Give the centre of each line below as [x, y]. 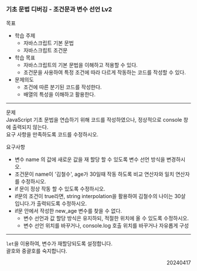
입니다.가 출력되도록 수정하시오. [51, 203]
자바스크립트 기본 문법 [49, 43]
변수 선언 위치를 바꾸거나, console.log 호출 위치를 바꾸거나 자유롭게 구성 [106, 226]
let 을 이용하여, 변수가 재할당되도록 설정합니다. [60, 244]
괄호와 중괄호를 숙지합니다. [37, 251]
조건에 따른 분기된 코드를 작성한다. [62, 87]
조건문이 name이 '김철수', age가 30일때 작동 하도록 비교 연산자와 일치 [94, 174]
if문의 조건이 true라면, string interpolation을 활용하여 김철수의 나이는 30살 [100, 196]
